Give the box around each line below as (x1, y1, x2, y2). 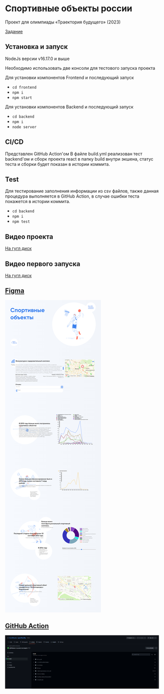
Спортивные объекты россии (5, 3, 133, 14)
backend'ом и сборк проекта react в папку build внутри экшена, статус (5, 156, 154, 162)
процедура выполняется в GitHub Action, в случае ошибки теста (5, 193, 140, 199)
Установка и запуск (5, 42, 68, 51)
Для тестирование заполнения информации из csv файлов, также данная (5, 188, 159, 194)
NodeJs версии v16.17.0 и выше (5, 56, 70, 61)
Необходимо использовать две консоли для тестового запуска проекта (5, 65, 155, 71)
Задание (5, 28, 23, 34)
